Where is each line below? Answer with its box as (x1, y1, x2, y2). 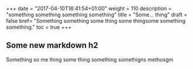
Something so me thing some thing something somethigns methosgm (6, 56, 174, 63)
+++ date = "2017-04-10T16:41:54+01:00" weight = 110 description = (6, 5, 172, 12)
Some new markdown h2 (6, 40, 98, 50)
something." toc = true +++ (6, 23, 72, 30)
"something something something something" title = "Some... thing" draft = (6, 11, 188, 18)
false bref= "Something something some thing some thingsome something (6, 18, 186, 24)
